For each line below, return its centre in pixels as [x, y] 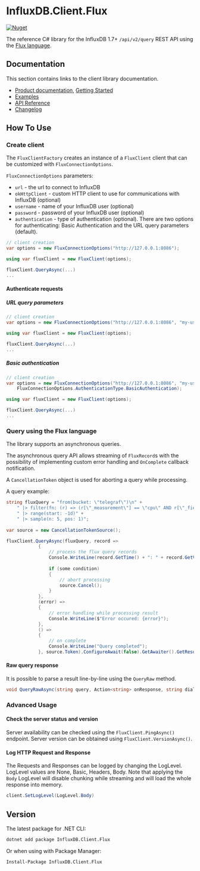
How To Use [29, 128]
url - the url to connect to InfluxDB [57, 187]
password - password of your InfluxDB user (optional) [79, 213]
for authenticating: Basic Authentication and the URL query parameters [102, 226]
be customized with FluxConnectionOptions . [60, 164]
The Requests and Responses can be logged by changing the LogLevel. [94, 766]
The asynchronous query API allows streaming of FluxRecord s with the [93, 455]
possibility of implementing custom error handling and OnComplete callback [98, 462]
